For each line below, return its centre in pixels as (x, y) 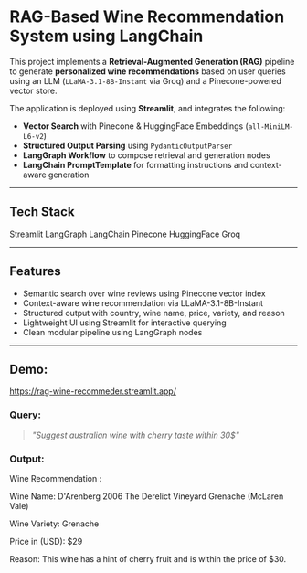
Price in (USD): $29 (46, 541)
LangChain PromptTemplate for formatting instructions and (135, 164)
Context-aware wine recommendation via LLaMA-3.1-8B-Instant (143, 302)
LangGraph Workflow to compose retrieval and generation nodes (147, 155)
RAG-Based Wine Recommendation (147, 17)
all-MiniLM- (271, 127)
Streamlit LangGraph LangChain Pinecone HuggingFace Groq (125, 234)
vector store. (33, 90)
